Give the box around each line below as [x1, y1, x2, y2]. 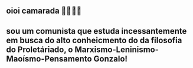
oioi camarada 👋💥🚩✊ [6, 6, 82, 16]
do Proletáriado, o [6, 44, 73, 54]
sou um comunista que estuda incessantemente [6, 26, 187, 36]
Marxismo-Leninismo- [74, 44, 159, 54]
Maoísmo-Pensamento [6, 54, 93, 64]
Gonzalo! [93, 54, 128, 64]
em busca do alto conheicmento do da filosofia [6, 35, 182, 45]
